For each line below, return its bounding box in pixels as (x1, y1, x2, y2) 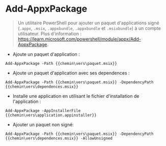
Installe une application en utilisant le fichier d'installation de (12, 93, 140, 99)
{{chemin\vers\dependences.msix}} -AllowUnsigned (5, 135, 113, 141)
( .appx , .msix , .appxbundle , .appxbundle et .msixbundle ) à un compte (17, 25, 161, 31)
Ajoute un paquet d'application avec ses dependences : (12, 69, 130, 76)
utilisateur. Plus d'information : (17, 30, 82, 36)
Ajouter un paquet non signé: (12, 121, 74, 127)
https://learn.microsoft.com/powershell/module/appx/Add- (17, 36, 141, 42)
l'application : (12, 98, 41, 104)
